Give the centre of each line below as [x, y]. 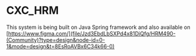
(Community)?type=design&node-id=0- [56, 40]
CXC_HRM [33, 11]
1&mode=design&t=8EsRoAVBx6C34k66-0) [60, 46]
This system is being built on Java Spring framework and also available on [98, 27]
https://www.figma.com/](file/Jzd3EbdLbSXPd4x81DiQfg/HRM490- [92, 33]
